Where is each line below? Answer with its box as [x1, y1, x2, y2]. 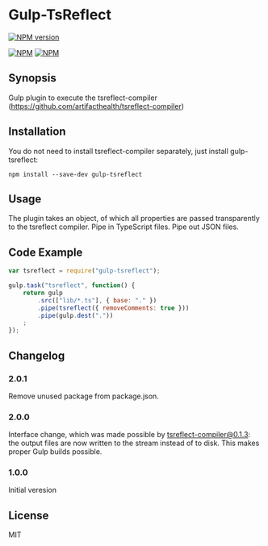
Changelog [8, 348, 65, 362]
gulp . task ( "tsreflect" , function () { [8, 281, 136, 290]
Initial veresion [8, 486, 57, 495]
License [8, 508, 49, 522]
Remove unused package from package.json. [8, 391, 159, 401]
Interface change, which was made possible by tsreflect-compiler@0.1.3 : [8, 430, 251, 440]
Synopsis [8, 71, 57, 85]
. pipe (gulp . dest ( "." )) [37, 311, 114, 319]
